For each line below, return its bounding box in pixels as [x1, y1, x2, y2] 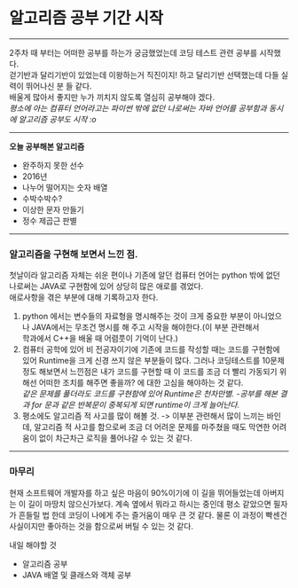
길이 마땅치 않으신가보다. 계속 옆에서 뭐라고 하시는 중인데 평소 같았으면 [27, 498, 272, 509]
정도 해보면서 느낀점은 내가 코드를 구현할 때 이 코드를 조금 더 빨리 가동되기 [21, 366, 278, 377]
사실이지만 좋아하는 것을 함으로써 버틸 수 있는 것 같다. [9, 521, 193, 531]
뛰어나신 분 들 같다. [25, 81, 92, 91]
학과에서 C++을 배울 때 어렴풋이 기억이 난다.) [21, 333, 179, 344]
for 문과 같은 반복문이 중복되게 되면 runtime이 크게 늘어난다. [31, 400, 240, 411]
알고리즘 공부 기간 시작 [9, 8, 164, 28]
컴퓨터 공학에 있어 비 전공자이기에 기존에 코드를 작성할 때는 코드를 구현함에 [21, 344, 281, 355]
